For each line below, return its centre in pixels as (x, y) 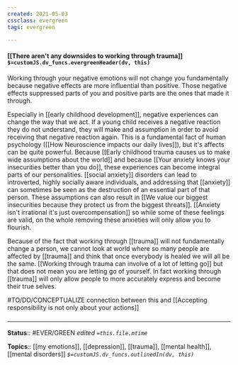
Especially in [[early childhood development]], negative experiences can (113, 114)
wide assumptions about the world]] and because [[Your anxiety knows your (119, 159)
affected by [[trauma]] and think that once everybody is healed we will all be (119, 256)
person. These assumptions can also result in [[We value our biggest (108, 197)
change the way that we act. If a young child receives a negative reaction (114, 122)
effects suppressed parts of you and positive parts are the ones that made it (118, 93)
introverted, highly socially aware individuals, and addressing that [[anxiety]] (119, 182)
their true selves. (32, 286)
